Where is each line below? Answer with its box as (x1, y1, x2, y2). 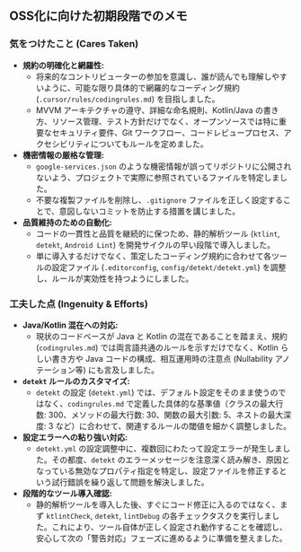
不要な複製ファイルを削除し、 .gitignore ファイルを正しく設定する (35, 194, 284, 205)
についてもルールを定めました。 (90, 138, 208, 149)
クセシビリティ (35, 138, 92, 149)
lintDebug (123, 512, 160, 521)
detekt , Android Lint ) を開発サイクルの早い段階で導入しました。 (35, 239, 276, 250)
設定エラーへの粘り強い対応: (22, 432, 128, 442)
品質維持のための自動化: (22, 216, 112, 227)
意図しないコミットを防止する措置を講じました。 (58, 206, 241, 216)
